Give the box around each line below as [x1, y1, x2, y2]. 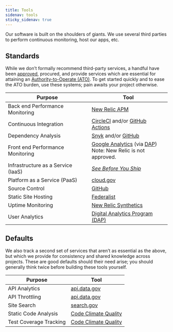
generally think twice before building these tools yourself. [5, 264, 127, 270]
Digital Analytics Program [92, 210, 153, 217]
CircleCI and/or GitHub [92, 117, 147, 125]
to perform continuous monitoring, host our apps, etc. [5, 37, 119, 43]
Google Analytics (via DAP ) [92, 141, 158, 148]
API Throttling [8, 293, 41, 300]
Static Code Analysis [8, 310, 58, 317]
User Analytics [8, 213, 44, 220]
